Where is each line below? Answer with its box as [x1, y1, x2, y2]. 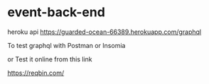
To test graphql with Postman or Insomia [7, 41, 126, 49]
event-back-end [7, 4, 105, 20]
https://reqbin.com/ [7, 68, 65, 77]
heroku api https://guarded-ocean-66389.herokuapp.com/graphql [7, 28, 201, 36]
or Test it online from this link [7, 54, 92, 64]
